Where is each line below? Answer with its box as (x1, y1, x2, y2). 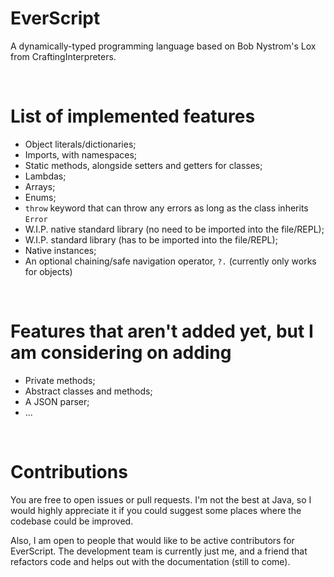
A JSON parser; (24, 395, 90, 407)
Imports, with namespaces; (24, 148, 138, 161)
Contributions (10, 461, 128, 483)
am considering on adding (10, 342, 232, 364)
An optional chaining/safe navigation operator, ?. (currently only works (24, 255, 317, 267)
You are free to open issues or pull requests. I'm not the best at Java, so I (10, 493, 312, 506)
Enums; (24, 191, 57, 203)
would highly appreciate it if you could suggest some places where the (10, 504, 302, 516)
